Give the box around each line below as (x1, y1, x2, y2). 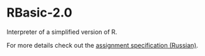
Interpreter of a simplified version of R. (6, 28, 118, 36)
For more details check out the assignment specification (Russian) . (6, 41, 199, 49)
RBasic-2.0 (6, 5, 73, 21)
